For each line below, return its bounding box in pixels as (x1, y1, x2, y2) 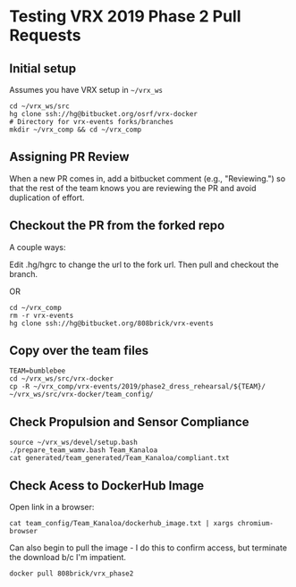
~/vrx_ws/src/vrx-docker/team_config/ (9, 390, 154, 399)
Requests (9, 25, 81, 46)
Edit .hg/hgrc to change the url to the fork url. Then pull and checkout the (9, 259, 279, 270)
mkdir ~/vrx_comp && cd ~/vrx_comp (9, 125, 142, 134)
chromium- (237, 519, 275, 528)
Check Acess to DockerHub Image (9, 478, 205, 493)
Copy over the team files (9, 343, 149, 358)
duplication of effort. (9, 192, 85, 203)
